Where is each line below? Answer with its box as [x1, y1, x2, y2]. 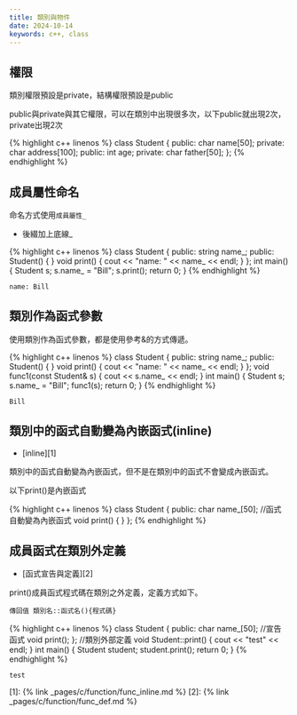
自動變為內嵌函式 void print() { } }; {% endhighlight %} [9, 514, 207, 525]
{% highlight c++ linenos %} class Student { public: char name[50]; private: [9, 138, 285, 148]
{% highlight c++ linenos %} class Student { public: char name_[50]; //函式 [9, 504, 282, 514]
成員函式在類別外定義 [9, 544, 126, 559]
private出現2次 [9, 120, 64, 131]
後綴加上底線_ [21, 228, 74, 239]
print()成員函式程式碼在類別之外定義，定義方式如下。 [9, 587, 203, 598]
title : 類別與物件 [9, 12, 71, 22]
